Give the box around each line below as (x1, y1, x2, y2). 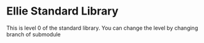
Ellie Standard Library (6, 4, 119, 18)
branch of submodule (6, 30, 61, 38)
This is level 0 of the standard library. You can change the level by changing (6, 24, 198, 31)
